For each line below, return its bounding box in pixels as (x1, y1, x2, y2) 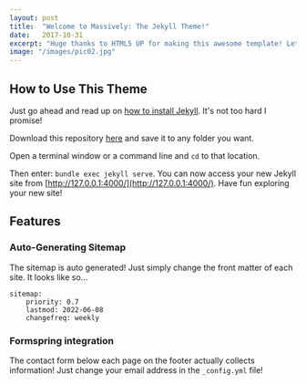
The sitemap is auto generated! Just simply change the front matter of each (9, 262, 293, 273)
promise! (9, 115, 43, 126)
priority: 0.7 (25, 297, 79, 307)
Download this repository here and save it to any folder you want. (9, 132, 255, 143)
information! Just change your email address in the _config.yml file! (9, 364, 264, 375)
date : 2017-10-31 (9, 30, 84, 39)
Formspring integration (9, 334, 115, 347)
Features (9, 213, 61, 229)
